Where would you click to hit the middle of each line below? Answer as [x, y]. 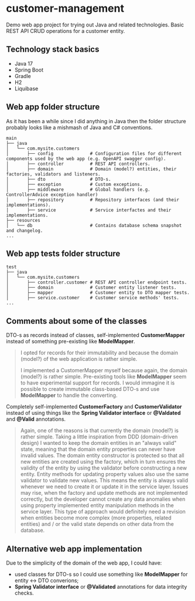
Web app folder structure [53, 107]
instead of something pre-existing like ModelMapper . [71, 342]
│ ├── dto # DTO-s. [59, 179]
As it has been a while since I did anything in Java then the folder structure [96, 121]
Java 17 [24, 63]
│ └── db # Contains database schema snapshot [94, 225]
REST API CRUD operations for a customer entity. [66, 31]
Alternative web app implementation [74, 548]
